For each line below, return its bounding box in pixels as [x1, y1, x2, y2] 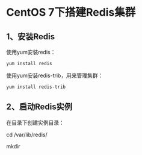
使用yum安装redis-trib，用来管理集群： [6, 72, 103, 79]
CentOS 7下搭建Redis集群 [6, 5, 136, 19]
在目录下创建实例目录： [6, 119, 64, 126]
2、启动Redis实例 [6, 102, 72, 112]
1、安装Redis [6, 31, 55, 42]
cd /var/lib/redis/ [6, 131, 48, 138]
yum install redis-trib [6, 84, 66, 90]
